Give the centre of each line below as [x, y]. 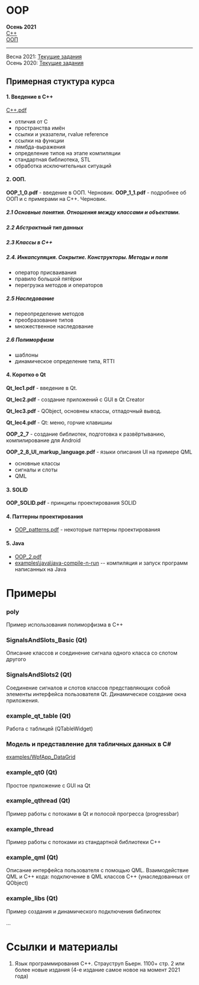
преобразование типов [44, 320]
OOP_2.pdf [28, 556]
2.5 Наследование [30, 298]
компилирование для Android [44, 440]
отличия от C [31, 121]
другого [16, 659]
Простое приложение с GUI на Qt [48, 785]
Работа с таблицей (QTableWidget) [50, 728]
